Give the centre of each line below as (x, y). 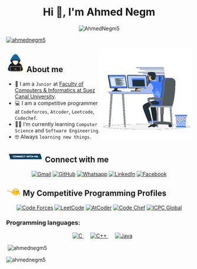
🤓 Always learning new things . (53, 137)
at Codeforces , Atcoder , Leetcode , (55, 111)
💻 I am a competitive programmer (56, 103)
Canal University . (35, 96)
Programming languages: (43, 223)
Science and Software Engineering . (57, 130)
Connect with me (77, 160)
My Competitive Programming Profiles (95, 194)
